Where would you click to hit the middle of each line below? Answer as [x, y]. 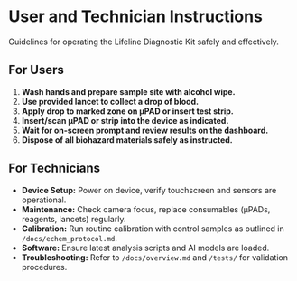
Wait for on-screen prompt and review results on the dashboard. [145, 130]
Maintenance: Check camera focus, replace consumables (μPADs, [146, 209]
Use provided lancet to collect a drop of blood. [110, 101]
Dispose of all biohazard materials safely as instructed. [127, 140]
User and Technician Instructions [136, 17]
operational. [44, 200]
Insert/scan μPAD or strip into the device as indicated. [125, 120]
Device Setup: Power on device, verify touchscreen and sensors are [149, 190]
